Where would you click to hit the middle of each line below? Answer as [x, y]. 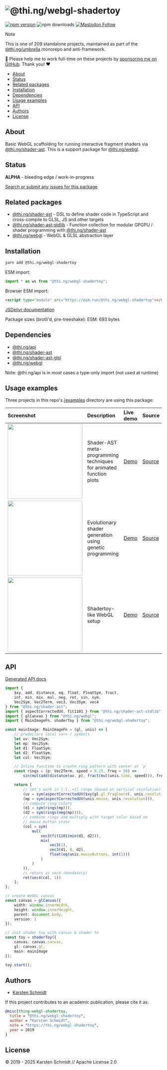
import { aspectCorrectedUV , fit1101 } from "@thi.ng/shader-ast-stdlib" [83, 711]
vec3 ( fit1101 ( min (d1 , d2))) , [71, 836]
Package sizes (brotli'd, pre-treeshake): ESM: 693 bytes [63, 319]
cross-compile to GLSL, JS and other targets [58, 220]
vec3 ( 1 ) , [59, 845]
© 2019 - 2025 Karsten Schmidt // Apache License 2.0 [61, 1062]
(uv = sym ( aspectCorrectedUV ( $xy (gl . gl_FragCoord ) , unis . [84, 794]
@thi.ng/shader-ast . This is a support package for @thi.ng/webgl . [72, 149]
